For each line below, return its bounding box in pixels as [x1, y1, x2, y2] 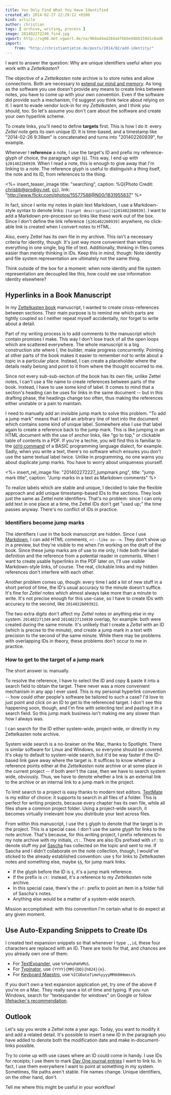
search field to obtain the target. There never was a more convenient [5, 683, 150, 689]
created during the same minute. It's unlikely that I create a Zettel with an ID [5, 621, 164, 627]
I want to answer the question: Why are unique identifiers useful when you [5, 59, 162, 66]
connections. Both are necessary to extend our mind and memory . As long [5, 80, 162, 87]
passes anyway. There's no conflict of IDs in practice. [5, 507, 118, 513]
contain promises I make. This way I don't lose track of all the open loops [5, 336, 159, 342]
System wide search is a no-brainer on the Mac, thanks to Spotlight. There [5, 741, 162, 747]
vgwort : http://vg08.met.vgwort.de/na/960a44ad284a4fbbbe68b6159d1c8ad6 [5, 36, 163, 41]
